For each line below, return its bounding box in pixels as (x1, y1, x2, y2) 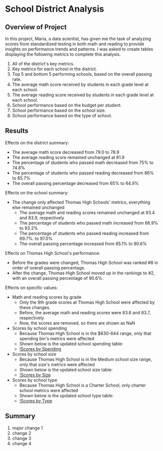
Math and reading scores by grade (12, 294, 82, 300)
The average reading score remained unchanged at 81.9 (12, 154, 125, 160)
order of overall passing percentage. (12, 265, 86, 270)
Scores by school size (12, 351, 57, 357)
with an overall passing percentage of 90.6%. (12, 275, 104, 281)
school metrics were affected (19, 387, 78, 393)
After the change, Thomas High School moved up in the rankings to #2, (12, 270, 155, 276)
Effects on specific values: (5, 285, 58, 290)
